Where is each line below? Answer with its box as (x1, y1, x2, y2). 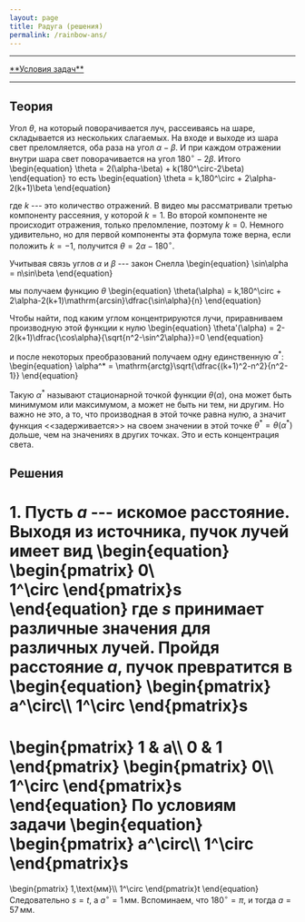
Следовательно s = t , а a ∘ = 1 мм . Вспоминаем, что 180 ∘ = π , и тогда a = (9, 893, 292, 906)
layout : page (9, 13, 59, 23)
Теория (9, 98, 54, 114)
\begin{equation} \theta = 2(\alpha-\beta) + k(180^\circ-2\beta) (9, 163, 245, 174)
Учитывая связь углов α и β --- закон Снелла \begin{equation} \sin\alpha (9, 258, 289, 268)
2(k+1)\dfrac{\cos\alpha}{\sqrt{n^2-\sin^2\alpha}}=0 (9, 331, 206, 342)
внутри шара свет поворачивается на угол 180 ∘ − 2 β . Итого (9, 152, 241, 164)
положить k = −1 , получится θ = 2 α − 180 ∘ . (9, 238, 175, 251)
